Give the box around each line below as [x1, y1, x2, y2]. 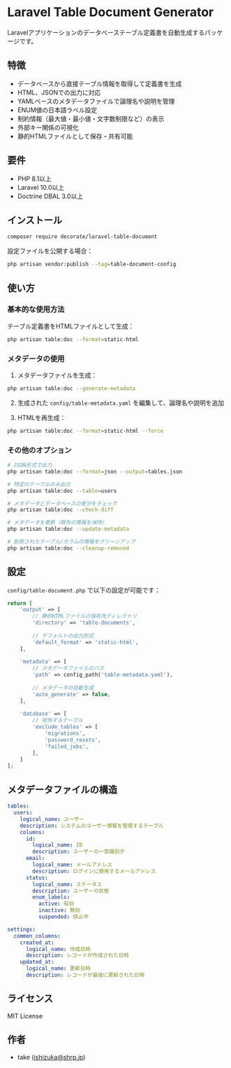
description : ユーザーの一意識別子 [32, 848, 126, 855]
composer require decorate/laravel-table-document [7, 233, 158, 240]
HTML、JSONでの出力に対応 [17, 88, 101, 97]
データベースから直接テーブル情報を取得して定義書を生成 [17, 79, 182, 88]
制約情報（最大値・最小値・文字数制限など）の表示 [17, 114, 165, 123]
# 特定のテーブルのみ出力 [7, 480, 71, 487]
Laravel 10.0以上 [17, 183, 65, 191]
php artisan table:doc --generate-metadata [7, 384, 136, 392]
